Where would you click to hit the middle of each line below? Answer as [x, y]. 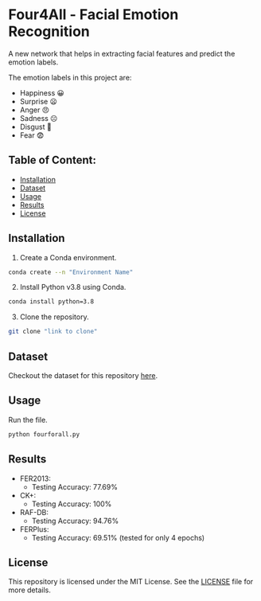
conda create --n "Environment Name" [71, 272]
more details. [30, 590]
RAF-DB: [34, 512]
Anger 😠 [35, 110]
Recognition [49, 31]
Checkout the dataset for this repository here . [83, 375]
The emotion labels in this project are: [70, 77]
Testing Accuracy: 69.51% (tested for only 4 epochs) [118, 537]
